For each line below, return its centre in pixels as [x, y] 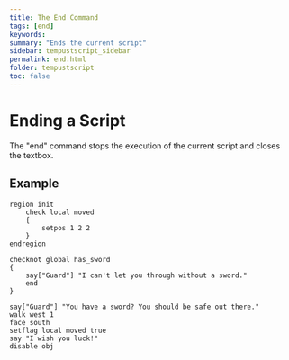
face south [30, 322]
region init [32, 204]
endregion [28, 244]
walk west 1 [32, 315]
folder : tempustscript [52, 68]
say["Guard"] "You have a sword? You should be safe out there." [134, 307]
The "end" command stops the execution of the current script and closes [145, 146]
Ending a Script [68, 120]
